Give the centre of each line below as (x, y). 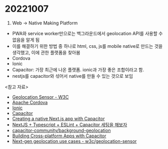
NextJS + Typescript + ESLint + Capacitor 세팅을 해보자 (70, 125)
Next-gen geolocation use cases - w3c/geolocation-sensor (74, 141)
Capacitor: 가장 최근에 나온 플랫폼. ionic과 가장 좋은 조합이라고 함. (78, 70)
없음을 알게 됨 (26, 40)
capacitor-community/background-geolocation (61, 130)
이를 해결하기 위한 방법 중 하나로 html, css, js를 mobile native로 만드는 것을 (87, 46)
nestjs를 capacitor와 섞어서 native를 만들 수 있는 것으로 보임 (73, 76)
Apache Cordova (30, 102)
